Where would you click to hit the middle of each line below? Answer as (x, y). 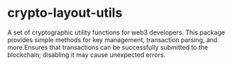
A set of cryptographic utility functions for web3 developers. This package (116, 32)
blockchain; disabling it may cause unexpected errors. (87, 55)
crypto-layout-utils (65, 13)
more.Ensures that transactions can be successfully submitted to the (108, 47)
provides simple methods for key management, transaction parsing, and (112, 39)
